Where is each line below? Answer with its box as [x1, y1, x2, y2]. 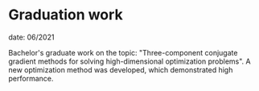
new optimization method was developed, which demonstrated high [8, 64, 233, 74]
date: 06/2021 [8, 32, 55, 42]
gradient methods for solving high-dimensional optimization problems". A [8, 56, 251, 66]
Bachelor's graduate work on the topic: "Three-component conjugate [8, 48, 238, 57]
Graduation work [8, 6, 123, 24]
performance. [8, 73, 54, 83]
